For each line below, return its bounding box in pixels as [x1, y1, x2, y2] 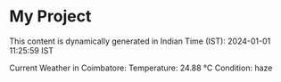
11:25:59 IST [9, 45, 54, 55]
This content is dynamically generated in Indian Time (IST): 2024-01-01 [9, 36, 271, 46]
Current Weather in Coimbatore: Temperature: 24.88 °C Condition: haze [9, 62, 273, 73]
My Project [9, 6, 92, 27]
